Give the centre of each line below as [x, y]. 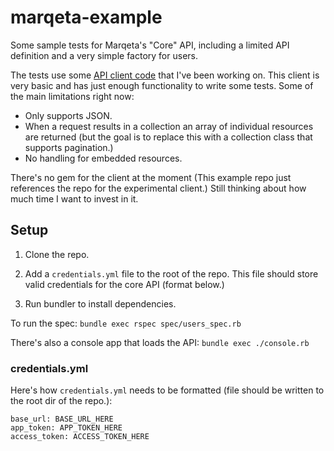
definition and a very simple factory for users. [104, 55]
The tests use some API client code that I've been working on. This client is [165, 75]
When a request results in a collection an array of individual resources [169, 126]
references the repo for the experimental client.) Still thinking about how [158, 188]
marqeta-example [86, 17]
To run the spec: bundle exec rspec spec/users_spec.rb [126, 323]
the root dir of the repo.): [61, 401]
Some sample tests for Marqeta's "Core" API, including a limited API [150, 45]
